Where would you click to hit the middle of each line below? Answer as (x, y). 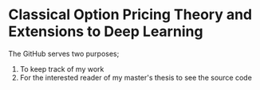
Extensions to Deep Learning (106, 31)
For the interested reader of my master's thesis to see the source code (136, 77)
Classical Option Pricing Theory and (130, 15)
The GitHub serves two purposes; (64, 53)
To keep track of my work (62, 68)
